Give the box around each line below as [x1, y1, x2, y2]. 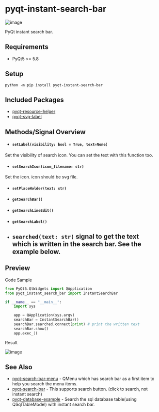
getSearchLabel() [12, 219, 48, 224]
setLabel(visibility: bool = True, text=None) [12, 142, 108, 147]
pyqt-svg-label [12, 114, 42, 120]
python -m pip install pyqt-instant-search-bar [5, 82, 103, 88]
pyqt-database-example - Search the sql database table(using [12, 396, 137, 402]
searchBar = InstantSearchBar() [14, 317, 79, 322]
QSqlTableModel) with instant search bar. [12, 401, 95, 408]
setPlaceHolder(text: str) [12, 186, 67, 191]
